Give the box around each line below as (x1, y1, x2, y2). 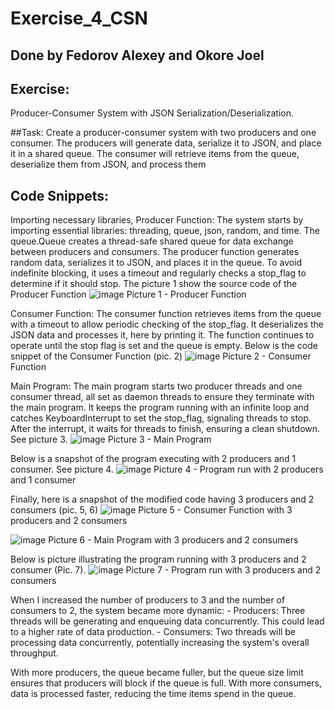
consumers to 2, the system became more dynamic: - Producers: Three (10, 605, 306, 617)
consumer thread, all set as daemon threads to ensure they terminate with (10, 391, 315, 403)
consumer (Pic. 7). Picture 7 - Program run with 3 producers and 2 (10, 564, 322, 576)
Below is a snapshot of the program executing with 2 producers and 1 (10, 453, 297, 465)
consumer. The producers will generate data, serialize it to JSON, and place (10, 137, 322, 149)
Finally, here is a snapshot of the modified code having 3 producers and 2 (10, 493, 315, 506)
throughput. (10, 647, 59, 659)
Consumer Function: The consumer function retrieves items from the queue (10, 308, 322, 320)
